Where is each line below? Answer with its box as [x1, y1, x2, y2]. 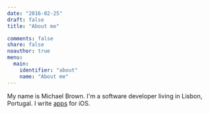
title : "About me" [7, 23, 60, 29]
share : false [7, 42, 45, 48]
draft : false [7, 16, 45, 23]
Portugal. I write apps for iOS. [7, 99, 90, 107]
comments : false [7, 35, 53, 42]
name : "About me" [19, 73, 69, 80]
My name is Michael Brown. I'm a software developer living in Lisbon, [7, 91, 203, 100]
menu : [7, 54, 23, 61]
